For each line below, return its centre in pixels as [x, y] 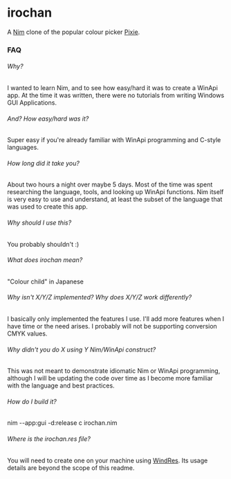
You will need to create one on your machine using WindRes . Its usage [108, 460]
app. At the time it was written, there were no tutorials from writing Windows [116, 96]
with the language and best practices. [61, 385]
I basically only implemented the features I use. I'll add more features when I [116, 319]
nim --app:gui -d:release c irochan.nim [62, 423]
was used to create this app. [48, 207]
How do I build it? [32, 401]
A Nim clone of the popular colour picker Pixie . [74, 32]
